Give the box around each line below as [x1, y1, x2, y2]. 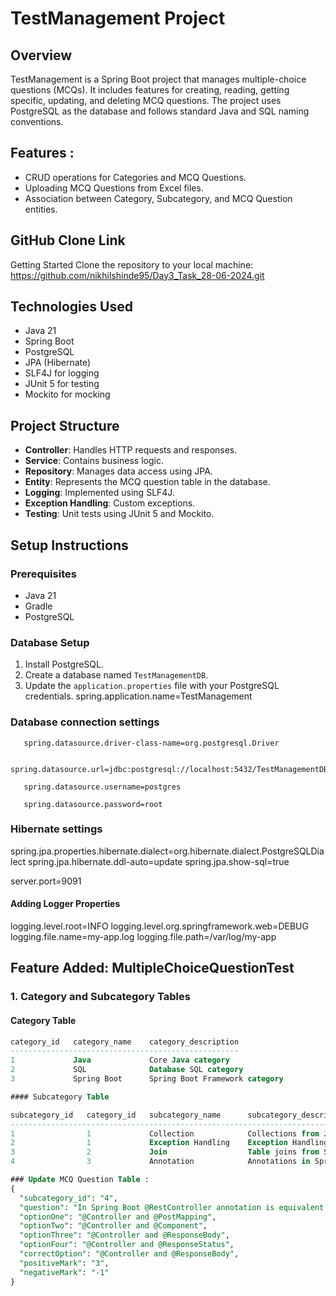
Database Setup [10, 635, 90, 649]
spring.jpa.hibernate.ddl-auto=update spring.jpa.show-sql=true [28, 855, 290, 867]
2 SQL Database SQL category [10, 1065, 244, 1075]
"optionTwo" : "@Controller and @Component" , [19, 1221, 208, 1231]
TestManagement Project [10, 7, 226, 30]
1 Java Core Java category [10, 1055, 230, 1066]
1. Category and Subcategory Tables [10, 990, 191, 1004]
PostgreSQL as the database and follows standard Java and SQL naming [10, 105, 310, 117]
